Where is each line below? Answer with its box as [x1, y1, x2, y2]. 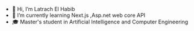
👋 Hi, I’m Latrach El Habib [11, 6, 75, 12]
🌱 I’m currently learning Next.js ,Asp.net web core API [11, 12, 146, 19]
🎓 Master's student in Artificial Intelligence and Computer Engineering [11, 18, 189, 25]
